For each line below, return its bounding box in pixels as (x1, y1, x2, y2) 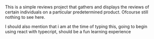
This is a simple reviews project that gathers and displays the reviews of (5, 4, 150, 10)
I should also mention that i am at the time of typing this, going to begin (5, 24, 148, 29)
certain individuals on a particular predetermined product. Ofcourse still (5, 9, 148, 15)
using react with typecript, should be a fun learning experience (5, 29, 131, 34)
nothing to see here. (5, 14, 45, 20)
